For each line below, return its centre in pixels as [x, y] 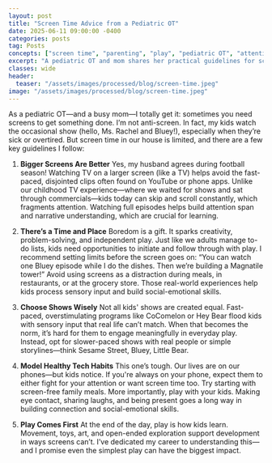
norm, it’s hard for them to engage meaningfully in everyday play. [129, 333]
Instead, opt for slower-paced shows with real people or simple [125, 342]
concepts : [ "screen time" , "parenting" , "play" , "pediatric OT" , [121, 53]
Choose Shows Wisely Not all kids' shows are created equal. [122, 308]
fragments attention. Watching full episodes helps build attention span [137, 207]
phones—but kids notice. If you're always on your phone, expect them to [141, 375]
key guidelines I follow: [47, 149]
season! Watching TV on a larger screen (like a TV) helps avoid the [131, 173]
